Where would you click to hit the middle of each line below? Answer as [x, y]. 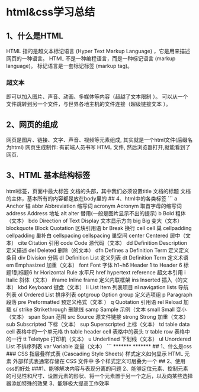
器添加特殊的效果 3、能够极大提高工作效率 [58, 383]
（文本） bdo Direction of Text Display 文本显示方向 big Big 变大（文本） [94, 221]
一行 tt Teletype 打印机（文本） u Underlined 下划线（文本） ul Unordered [101, 339]
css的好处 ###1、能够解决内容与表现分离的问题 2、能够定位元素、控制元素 [97, 369]
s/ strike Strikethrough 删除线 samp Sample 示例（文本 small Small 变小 [99, 310]
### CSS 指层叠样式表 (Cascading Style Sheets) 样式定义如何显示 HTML [95, 354]
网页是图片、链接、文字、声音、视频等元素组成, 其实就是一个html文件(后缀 [97, 140]
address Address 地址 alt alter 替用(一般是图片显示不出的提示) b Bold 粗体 [96, 213]
